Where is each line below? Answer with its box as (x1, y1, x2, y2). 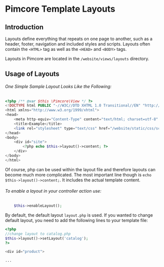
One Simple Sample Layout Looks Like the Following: (5, 83, 112, 89)
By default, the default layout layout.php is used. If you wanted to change (5, 212, 153, 218)
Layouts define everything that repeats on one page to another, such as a (5, 36, 153, 42)
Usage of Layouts (5, 70, 60, 78)
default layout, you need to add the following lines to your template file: (5, 217, 148, 223)
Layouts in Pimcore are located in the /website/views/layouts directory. (5, 56, 150, 62)
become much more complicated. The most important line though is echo (5, 172, 152, 178)
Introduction (5, 23, 44, 31)
